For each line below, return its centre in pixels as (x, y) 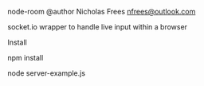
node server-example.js (46, 73)
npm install (25, 58)
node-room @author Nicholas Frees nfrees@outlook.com (102, 12)
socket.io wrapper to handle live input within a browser (98, 27)
